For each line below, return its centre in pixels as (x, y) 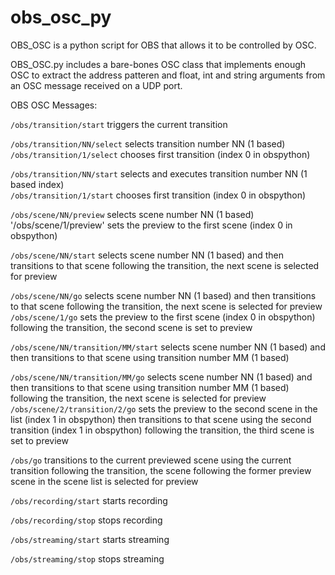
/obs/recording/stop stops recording (86, 520)
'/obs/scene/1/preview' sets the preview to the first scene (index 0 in (151, 225)
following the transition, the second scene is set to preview (131, 327)
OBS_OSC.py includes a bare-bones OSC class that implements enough (158, 64)
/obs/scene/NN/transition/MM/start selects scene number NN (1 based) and (168, 347)
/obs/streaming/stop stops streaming (87, 558)
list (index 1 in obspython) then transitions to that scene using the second (161, 419)
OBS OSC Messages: (54, 105)
